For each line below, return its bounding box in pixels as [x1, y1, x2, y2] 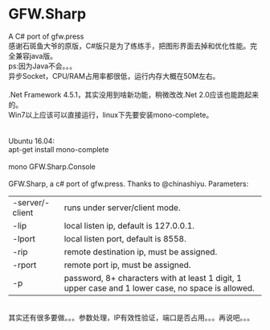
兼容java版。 [14, 51, 58, 60]
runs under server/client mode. [63, 202, 181, 213]
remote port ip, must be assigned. [63, 259, 191, 270]
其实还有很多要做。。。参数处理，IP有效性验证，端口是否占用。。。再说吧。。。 [8, 312, 255, 322]
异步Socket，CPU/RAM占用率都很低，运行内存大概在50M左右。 [8, 71, 220, 80]
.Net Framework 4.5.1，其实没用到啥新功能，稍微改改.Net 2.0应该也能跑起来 [8, 89, 260, 99]
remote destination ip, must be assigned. [63, 246, 218, 258]
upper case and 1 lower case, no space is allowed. [63, 283, 255, 294]
